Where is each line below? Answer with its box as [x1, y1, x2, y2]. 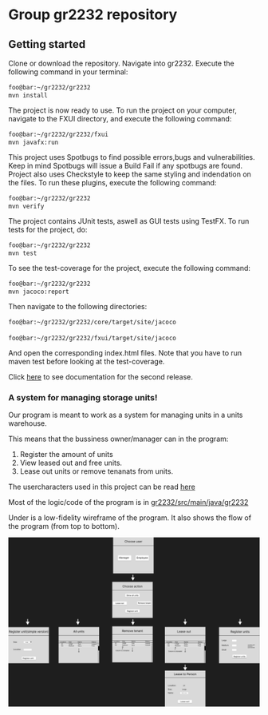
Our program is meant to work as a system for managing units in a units [8, 410, 243, 420]
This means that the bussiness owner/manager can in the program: [8, 434, 229, 444]
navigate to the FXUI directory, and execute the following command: [8, 114, 232, 123]
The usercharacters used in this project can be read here [8, 482, 195, 492]
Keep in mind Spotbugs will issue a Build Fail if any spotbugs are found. [8, 161, 243, 170]
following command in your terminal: [8, 67, 128, 77]
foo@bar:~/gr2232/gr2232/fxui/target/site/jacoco [8, 334, 177, 342]
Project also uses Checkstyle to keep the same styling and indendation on [8, 169, 251, 179]
